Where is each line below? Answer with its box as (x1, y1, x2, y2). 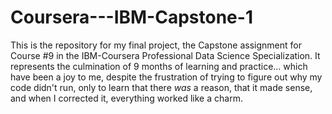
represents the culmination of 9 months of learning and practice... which (10, 60, 308, 72)
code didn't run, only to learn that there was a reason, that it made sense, (10, 81, 313, 93)
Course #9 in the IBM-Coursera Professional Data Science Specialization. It (10, 49, 321, 61)
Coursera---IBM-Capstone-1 (10, 6, 253, 29)
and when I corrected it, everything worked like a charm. (10, 92, 243, 104)
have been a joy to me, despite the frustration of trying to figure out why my (10, 71, 323, 83)
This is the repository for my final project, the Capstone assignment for (10, 39, 302, 51)
